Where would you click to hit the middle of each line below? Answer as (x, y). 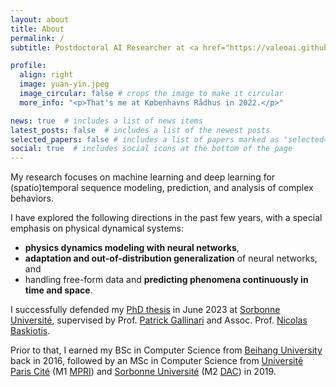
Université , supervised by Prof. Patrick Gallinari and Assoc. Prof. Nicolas (159, 320)
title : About (37, 29)
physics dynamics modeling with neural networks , (132, 248)
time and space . (58, 290)
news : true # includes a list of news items (106, 121)
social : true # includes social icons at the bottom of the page (151, 149)
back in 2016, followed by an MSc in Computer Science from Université (157, 361)
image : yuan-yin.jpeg (64, 84)
